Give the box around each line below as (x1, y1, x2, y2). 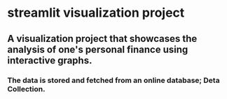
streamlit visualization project (7, 5, 185, 21)
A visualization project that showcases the (7, 33, 198, 45)
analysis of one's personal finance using (7, 43, 188, 55)
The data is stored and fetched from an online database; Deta (7, 75, 220, 85)
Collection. (7, 84, 46, 93)
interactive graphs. (7, 54, 92, 66)
